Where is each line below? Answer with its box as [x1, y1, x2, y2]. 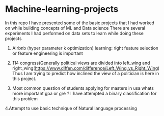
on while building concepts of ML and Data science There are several [5, 25, 146, 31]
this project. [12, 76, 37, 81]
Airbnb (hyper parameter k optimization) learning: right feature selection [12, 45, 159, 51]
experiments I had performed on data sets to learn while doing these [5, 30, 144, 36]
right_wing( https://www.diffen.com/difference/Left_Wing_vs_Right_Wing [12, 65, 158, 71]
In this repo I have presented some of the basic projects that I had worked [5, 20, 155, 26]
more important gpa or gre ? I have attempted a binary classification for [12, 90, 157, 96]
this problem [12, 95, 38, 102]
